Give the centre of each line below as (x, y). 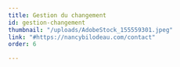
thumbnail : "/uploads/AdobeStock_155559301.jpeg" (91, 30)
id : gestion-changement (47, 23)
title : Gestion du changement (58, 15)
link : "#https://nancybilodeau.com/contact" (82, 37)
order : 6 (22, 44)
